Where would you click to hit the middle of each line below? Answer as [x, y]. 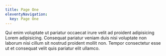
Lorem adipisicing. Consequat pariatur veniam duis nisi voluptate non [76, 38]
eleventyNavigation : [27, 14]
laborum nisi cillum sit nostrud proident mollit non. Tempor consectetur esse [83, 43]
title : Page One [22, 10]
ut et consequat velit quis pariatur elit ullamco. [52, 48]
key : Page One [24, 19]
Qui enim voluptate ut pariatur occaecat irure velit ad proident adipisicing [80, 33]
